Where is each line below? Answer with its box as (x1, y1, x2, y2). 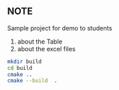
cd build (7, 64, 33, 71)
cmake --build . (7, 78, 58, 84)
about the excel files (17, 44, 76, 53)
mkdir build (7, 58, 42, 65)
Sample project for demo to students (7, 24, 113, 32)
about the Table (17, 37, 63, 46)
